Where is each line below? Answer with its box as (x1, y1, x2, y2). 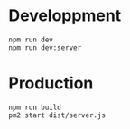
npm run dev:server (8, 42, 82, 52)
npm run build (8, 103, 62, 112)
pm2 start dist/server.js (8, 110, 106, 120)
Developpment (8, 5, 122, 26)
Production (8, 73, 94, 94)
